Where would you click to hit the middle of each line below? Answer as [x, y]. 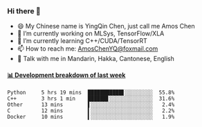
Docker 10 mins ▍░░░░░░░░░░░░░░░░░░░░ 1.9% [91, 117]
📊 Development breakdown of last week [66, 75]
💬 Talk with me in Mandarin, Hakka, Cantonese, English [96, 59]
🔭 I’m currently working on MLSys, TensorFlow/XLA [91, 33]
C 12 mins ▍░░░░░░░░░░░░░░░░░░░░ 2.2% [91, 110]
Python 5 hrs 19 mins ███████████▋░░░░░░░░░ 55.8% [91, 92]
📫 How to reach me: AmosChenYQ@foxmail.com [88, 49]
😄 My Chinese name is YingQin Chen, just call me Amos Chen [106, 26]
